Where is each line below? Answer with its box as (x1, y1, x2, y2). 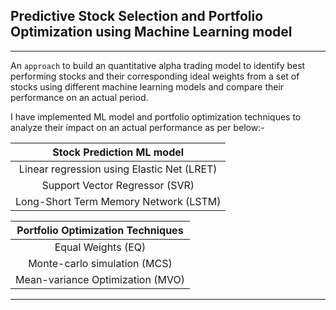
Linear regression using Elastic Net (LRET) (18, 162, 218, 176)
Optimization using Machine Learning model (10, 24, 293, 41)
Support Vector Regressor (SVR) (41, 178, 195, 192)
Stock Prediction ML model (52, 145, 185, 159)
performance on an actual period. (10, 91, 149, 103)
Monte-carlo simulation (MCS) (28, 256, 173, 270)
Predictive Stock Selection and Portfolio (10, 8, 264, 25)
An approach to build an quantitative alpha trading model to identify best (10, 59, 306, 71)
